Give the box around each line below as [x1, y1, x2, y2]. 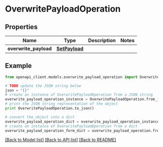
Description [88, 37, 116, 44]
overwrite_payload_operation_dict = [5, 119, 79, 124]
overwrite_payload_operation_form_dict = [5, 128, 90, 133]
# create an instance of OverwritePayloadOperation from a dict [5, 124, 138, 129]
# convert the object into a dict [5, 114, 75, 119]
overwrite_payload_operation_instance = [5, 97, 88, 102]
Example [5, 62, 32, 70]
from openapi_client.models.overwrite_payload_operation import [5, 74, 138, 80]
